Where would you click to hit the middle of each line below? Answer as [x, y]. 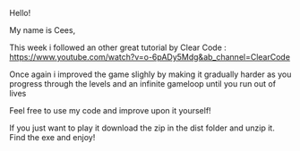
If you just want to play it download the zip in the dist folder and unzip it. [142, 128]
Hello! [20, 13]
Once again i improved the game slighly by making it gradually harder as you [150, 74]
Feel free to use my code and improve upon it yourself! [111, 110]
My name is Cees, [43, 30]
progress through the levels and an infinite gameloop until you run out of [142, 84]
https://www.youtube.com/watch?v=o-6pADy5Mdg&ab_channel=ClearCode [150, 57]
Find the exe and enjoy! [52, 137]
